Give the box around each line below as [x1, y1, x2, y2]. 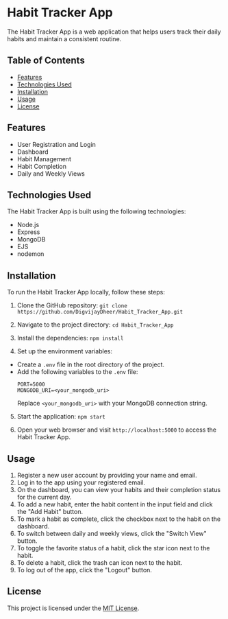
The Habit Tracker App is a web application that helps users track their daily [7, 27, 221, 36]
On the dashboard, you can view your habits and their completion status [16, 486, 221, 493]
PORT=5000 [16, 381, 46, 388]
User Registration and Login [16, 140, 96, 148]
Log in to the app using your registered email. [16, 478, 146, 487]
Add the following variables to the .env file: [16, 368, 138, 376]
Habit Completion [16, 162, 67, 170]
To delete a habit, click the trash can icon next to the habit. [16, 559, 183, 567]
